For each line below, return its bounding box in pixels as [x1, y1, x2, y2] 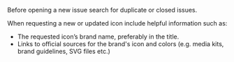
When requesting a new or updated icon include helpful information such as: [7, 19, 228, 27]
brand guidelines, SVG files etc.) [17, 48, 110, 55]
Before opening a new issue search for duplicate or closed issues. [7, 6, 198, 14]
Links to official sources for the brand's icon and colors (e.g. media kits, [17, 40, 224, 48]
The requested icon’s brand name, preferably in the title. [17, 32, 180, 41]
